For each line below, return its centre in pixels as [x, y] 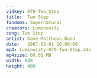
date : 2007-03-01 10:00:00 [42, 45]
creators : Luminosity [33, 28]
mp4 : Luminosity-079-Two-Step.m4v [49, 50]
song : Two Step [25, 33]
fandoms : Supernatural [34, 22]
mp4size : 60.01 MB [29, 55]
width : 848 [20, 60]
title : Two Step [28, 17]
